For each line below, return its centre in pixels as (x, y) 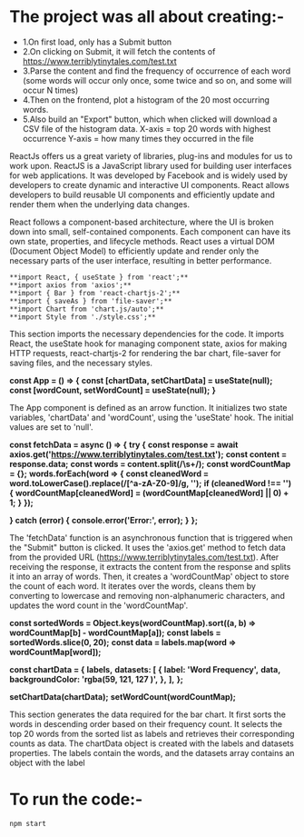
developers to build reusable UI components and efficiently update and (142, 194)
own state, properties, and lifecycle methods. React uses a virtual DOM (142, 241)
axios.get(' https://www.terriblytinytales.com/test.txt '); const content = (148, 454)
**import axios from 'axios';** (70, 285)
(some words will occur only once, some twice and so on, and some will (157, 80)
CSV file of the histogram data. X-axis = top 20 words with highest (147, 128)
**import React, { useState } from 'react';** (99, 277)
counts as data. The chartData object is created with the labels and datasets (152, 743)
